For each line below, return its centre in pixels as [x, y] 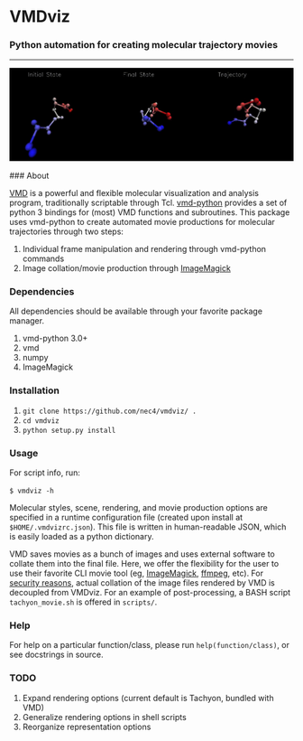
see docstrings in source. [56, 655]
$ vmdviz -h [32, 491]
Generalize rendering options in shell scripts [104, 717]
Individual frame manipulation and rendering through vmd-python [144, 249]
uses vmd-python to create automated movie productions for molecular [142, 222]
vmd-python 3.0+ [55, 338]
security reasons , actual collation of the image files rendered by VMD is [142, 582]
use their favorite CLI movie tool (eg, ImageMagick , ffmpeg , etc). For [137, 573]
